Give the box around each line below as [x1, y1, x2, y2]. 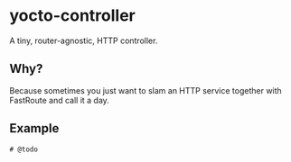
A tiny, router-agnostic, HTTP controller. [9, 35, 158, 46]
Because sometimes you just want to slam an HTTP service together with [9, 85, 282, 95]
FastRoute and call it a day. [9, 94, 110, 105]
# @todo [9, 145, 39, 154]
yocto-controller [9, 5, 136, 26]
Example [9, 121, 60, 136]
